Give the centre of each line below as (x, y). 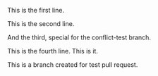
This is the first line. (36, 10)
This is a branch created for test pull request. (73, 65)
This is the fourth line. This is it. (53, 51)
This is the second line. (41, 24)
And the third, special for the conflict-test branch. (79, 37)
